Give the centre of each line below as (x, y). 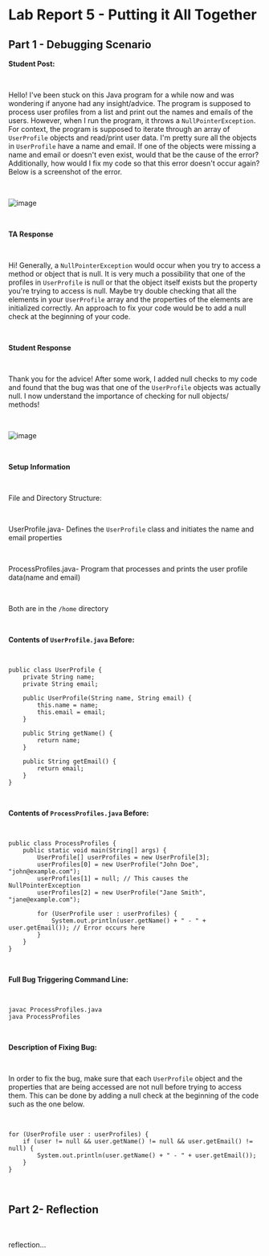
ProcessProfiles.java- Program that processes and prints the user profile (128, 569)
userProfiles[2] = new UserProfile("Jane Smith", (122, 893)
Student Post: (32, 64)
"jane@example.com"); (45, 900)
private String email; (61, 684)
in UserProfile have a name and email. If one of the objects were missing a (132, 146)
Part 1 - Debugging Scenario (80, 45)
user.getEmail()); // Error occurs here (77, 928)
